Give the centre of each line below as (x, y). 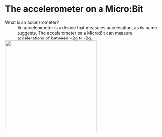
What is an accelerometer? (32, 22)
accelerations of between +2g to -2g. (55, 38)
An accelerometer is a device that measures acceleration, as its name (87, 27)
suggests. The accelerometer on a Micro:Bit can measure (75, 33)
